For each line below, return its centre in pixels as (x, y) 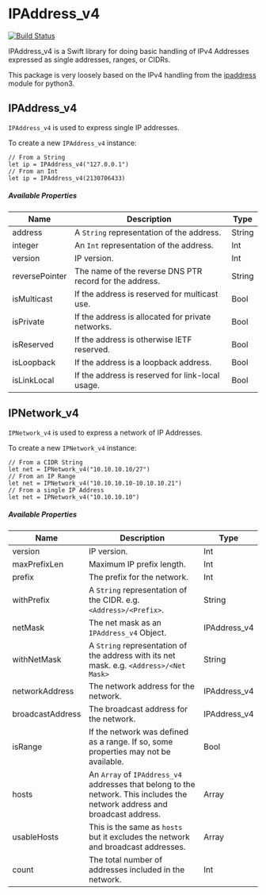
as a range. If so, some (131, 741)
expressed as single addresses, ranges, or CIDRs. (89, 60)
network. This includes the (138, 794)
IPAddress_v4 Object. (127, 632)
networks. (93, 326)
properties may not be (130, 751)
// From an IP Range (42, 476)
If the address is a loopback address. (143, 362)
